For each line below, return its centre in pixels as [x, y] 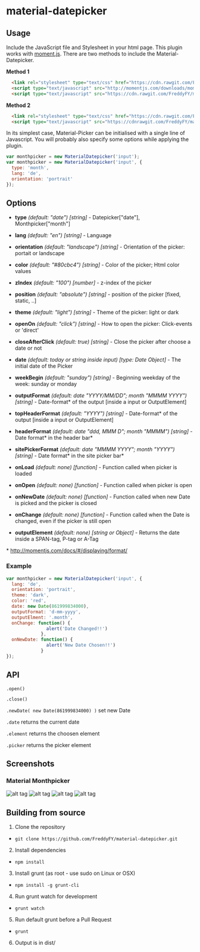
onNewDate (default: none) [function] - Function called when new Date [102, 497]
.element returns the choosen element [53, 733]
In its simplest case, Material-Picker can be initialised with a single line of [96, 133]
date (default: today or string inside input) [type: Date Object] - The [98, 360]
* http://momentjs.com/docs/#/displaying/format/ [67, 550]
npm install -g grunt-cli [47, 886]
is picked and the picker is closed [56, 503]
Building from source [46, 812]
